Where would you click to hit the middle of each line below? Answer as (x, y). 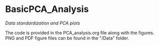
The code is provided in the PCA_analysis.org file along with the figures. (80, 32)
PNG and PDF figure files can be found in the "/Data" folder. (67, 38)
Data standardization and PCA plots (43, 23)
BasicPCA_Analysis (47, 9)
